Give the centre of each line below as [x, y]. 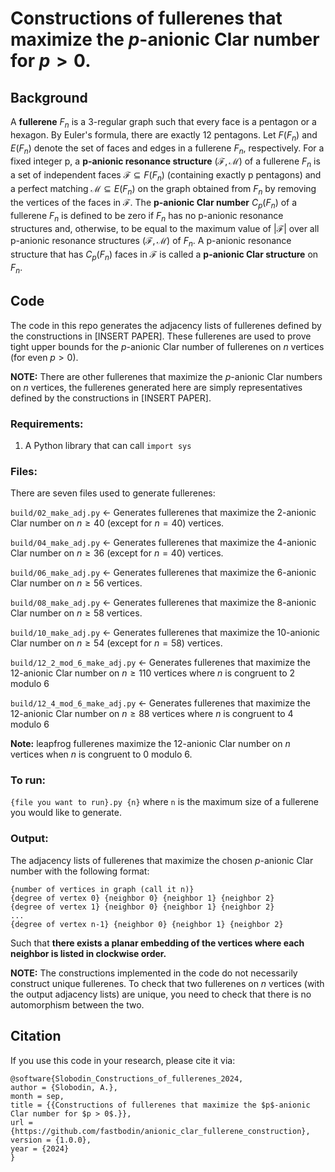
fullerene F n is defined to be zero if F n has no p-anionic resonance [147, 216]
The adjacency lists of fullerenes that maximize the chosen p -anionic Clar [162, 860]
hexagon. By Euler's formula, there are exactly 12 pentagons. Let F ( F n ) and [164, 135]
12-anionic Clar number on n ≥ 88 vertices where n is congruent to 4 [152, 714]
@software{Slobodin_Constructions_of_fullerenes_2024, [127, 1078]
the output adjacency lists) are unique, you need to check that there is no [161, 994]
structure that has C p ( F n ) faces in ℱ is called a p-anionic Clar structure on [164, 255]
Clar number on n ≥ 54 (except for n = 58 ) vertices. [116, 643]
